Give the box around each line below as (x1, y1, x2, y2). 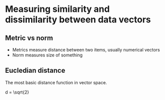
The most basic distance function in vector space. (5, 79, 107, 85)
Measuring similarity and (5, 3, 110, 15)
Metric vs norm (5, 34, 53, 42)
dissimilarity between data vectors (5, 14, 151, 25)
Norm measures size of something (12, 52, 83, 58)
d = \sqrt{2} (5, 89, 30, 95)
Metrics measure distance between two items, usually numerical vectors (12, 47, 160, 52)
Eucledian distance (5, 66, 66, 75)
